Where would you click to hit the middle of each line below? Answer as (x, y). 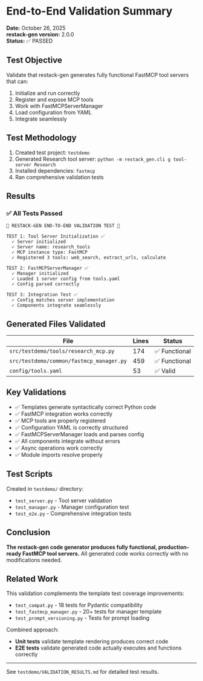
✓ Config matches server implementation (63, 300)
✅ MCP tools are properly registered (60, 420)
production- (173, 547)
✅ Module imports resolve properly (59, 454)
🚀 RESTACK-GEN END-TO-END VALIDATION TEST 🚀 (63, 226)
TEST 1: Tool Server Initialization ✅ (56, 237)
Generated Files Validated (56, 324)
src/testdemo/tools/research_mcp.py (62, 351)
